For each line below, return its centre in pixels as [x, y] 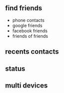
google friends [27, 25]
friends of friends [30, 36]
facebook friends [30, 31]
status [15, 68]
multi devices [27, 85]
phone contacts [28, 20]
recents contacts [32, 52]
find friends [24, 8]
